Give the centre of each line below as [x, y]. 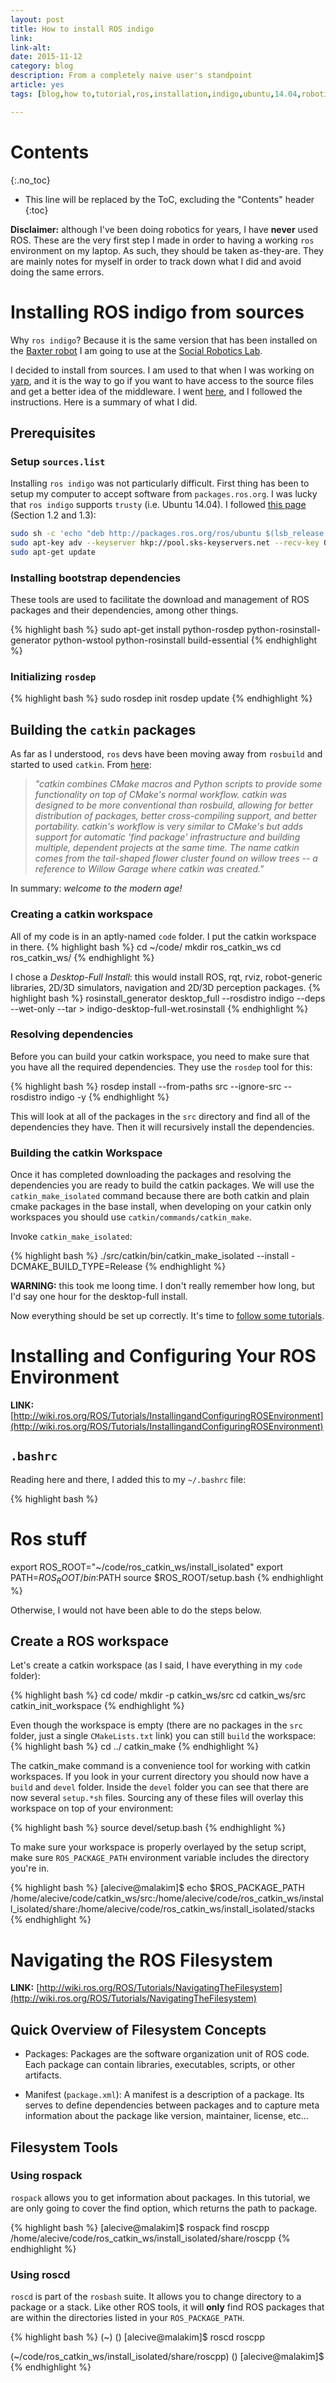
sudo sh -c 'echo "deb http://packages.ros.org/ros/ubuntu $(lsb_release [167, 534]
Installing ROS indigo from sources [157, 312]
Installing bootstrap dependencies [96, 578]
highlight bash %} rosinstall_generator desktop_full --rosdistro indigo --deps [168, 998]
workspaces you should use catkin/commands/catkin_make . [131, 1217]
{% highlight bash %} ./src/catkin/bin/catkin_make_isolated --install [150, 1256]
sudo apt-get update [53, 552]
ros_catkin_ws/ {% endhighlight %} [82, 957]
